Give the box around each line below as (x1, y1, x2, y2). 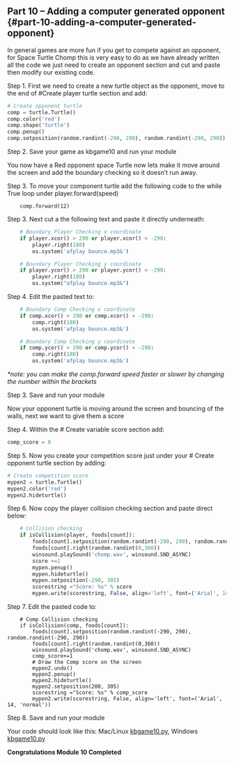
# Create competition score (7, 472, 89, 479)
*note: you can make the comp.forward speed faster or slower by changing (7, 370, 224, 378)
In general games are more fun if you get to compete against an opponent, (7, 45, 221, 54)
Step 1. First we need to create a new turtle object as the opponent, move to (7, 82, 225, 90)
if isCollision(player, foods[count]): (19, 532, 136, 539)
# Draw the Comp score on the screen (32, 658, 141, 666)
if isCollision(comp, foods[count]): (19, 622, 130, 629)
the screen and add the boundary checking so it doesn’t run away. (7, 169, 198, 177)
